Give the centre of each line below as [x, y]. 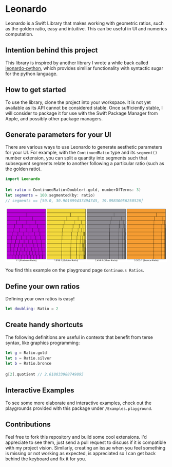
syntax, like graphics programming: [43, 343]
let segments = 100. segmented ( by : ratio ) [50, 195]
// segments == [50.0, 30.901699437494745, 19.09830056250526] [74, 201]
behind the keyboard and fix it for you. [46, 459]
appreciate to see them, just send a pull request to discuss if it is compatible [86, 442]
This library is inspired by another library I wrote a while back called [77, 63]
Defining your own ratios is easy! [40, 298]
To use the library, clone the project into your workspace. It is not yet [78, 102]
